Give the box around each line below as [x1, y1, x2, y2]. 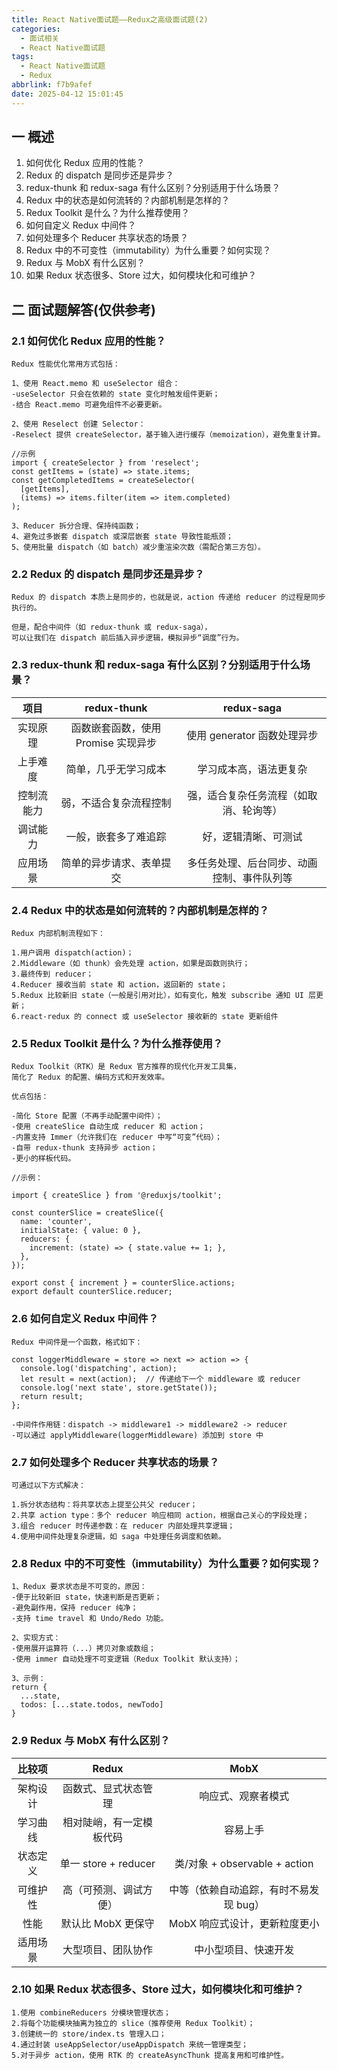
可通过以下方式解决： [11, 1480, 86, 1490]
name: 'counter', [20, 1217, 93, 1227]
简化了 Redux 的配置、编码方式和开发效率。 [11, 1072, 170, 1083]
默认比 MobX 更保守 [60, 1916, 155, 1930]
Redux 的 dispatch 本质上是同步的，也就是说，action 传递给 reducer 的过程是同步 [11, 592, 326, 603]
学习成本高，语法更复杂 [197, 762, 308, 776]
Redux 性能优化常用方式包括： [11, 359, 121, 370]
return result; [20, 1391, 84, 1401]
